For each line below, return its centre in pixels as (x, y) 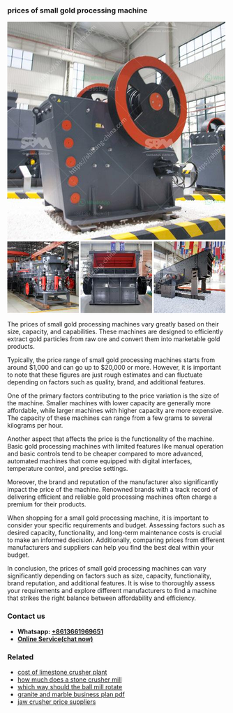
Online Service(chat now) (55, 639)
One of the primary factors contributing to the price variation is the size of (113, 396)
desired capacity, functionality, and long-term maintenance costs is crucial (114, 533)
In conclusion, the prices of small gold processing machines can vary (107, 569)
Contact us (26, 616)
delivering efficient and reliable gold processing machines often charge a (112, 497)
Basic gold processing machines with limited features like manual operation (115, 446)
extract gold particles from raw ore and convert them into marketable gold (114, 339)
